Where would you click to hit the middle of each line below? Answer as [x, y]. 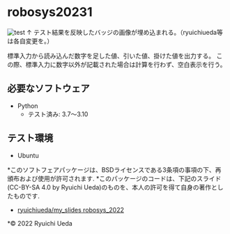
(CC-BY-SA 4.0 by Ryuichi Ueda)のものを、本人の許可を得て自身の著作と [112, 187]
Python [28, 106]
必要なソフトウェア [48, 89]
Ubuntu [28, 155]
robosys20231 [50, 12]
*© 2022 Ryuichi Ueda [40, 223]
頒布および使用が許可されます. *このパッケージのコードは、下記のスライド [114, 178]
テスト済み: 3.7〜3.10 [58, 114]
